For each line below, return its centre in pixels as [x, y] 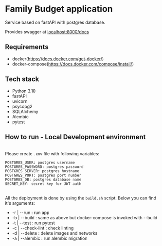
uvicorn [20, 101]
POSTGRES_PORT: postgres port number [43, 176]
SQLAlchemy [25, 111]
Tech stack [22, 79]
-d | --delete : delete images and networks [55, 233]
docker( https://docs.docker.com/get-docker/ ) [58, 59]
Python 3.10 [24, 91]
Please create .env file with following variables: [52, 154]
